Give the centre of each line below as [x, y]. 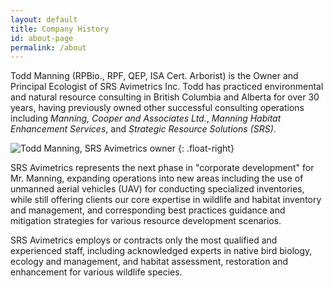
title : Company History [60, 29]
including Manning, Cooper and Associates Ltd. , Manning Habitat [146, 118]
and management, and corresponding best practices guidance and [148, 210]
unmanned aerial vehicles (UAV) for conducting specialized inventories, [157, 189]
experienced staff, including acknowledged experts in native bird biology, [161, 251]
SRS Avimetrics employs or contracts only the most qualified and [144, 240]
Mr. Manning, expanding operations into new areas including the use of [157, 178]
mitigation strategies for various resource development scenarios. [146, 221]
